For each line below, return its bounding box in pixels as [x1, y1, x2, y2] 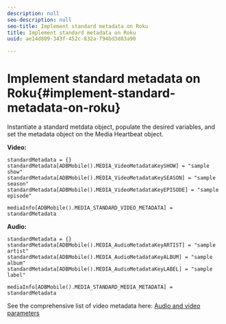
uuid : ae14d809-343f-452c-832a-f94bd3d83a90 [7, 36, 136, 42]
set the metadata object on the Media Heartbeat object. [7, 130, 164, 138]
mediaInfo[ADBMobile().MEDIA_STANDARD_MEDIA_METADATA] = [7, 284, 173, 291]
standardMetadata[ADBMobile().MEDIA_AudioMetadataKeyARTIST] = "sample [7, 242, 216, 249]
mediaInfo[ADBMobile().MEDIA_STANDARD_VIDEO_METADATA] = [7, 205, 173, 212]
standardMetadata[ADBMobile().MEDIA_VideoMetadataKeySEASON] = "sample [7, 175, 216, 182]
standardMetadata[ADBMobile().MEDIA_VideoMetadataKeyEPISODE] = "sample [7, 186, 219, 194]
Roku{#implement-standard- [7, 86, 176, 101]
